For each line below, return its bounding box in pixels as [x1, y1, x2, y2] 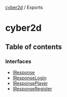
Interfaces [5, 58, 31, 65]
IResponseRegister [12, 85, 52, 91]
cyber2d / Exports [5, 5, 43, 10]
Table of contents [5, 42, 62, 51]
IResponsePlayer [12, 80, 48, 86]
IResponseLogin [12, 75, 47, 81]
